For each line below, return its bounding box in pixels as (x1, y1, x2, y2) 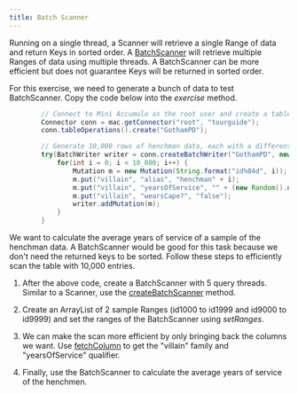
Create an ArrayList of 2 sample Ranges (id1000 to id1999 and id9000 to (21, 304, 286, 315)
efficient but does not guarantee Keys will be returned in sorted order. (9, 66, 264, 76)
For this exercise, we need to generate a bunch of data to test (9, 83, 235, 93)
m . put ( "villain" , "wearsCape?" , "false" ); (72, 192, 232, 201)
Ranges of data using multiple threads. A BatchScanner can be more (9, 56, 260, 67)
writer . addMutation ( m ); (72, 200, 161, 209)
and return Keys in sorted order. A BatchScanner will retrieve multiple (9, 46, 263, 58)
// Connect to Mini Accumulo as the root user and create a (41, 109, 268, 118)
